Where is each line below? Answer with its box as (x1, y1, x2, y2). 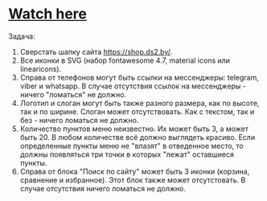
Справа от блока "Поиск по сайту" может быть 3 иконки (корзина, (19, 166, 250, 176)
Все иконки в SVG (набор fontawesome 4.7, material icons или (19, 55, 231, 65)
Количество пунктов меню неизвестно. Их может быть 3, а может (19, 124, 249, 133)
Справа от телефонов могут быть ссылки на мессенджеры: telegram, (19, 72, 260, 82)
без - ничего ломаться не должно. (19, 115, 139, 125)
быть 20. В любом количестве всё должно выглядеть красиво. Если (19, 132, 256, 142)
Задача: (8, 31, 35, 41)
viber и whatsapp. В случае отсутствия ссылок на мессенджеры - (19, 81, 247, 91)
